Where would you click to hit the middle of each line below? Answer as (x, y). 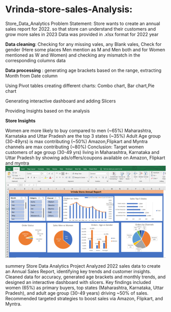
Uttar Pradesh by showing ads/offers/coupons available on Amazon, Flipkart (85, 158)
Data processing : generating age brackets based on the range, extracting (83, 70)
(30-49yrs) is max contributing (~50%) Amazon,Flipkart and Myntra (77, 141)
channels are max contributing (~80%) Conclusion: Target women (75, 147)
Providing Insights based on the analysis (48, 111)
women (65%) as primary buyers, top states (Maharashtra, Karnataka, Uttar (84, 288)
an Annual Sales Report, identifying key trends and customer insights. (78, 272)
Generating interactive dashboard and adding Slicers (61, 101)
